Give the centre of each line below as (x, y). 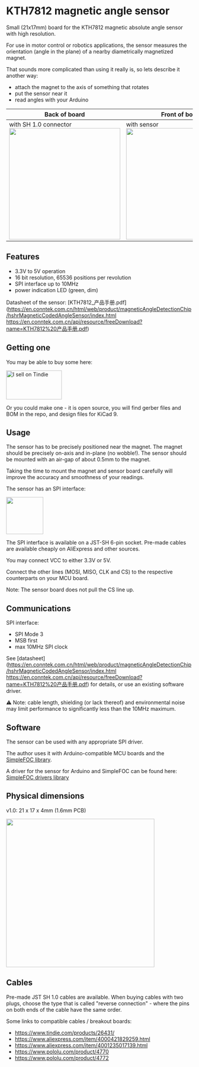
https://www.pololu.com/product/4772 (62, 1057)
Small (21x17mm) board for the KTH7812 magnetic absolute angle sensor (95, 27)
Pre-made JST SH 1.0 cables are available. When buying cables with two (95, 997)
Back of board (65, 114)
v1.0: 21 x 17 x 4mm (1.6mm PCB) (46, 810)
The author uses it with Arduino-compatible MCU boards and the (85, 753)
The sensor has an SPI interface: (46, 489)
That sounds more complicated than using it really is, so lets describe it (93, 69)
